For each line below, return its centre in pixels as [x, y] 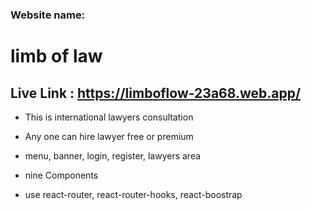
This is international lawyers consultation [109, 117]
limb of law [56, 56]
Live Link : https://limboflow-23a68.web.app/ [156, 93]
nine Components [61, 175]
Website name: [48, 15]
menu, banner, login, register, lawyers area [113, 155]
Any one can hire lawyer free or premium [109, 136]
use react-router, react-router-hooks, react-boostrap [133, 194]
